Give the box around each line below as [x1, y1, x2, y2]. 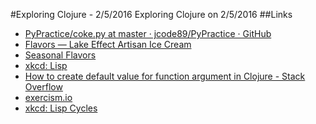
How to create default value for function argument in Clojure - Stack [24, 70, 306, 82]
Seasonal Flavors [24, 49, 97, 61]
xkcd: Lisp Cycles [24, 102, 98, 114]
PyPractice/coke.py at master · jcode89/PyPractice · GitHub [24, 28, 272, 39]
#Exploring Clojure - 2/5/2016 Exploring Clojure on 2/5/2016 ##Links [10, 9, 293, 20]
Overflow [24, 81, 63, 93]
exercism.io [24, 92, 73, 103]
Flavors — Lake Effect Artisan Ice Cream [24, 39, 192, 50]
